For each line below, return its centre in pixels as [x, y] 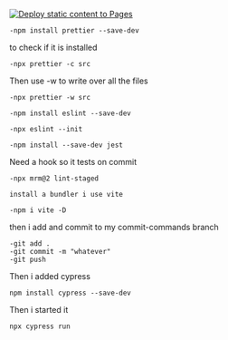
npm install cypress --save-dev [70, 293]
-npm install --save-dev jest [66, 145]
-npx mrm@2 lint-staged [54, 179]
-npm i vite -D [38, 210]
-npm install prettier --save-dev [75, 31]
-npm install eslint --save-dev [70, 113]
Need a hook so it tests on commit [73, 162]
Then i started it [39, 310]
